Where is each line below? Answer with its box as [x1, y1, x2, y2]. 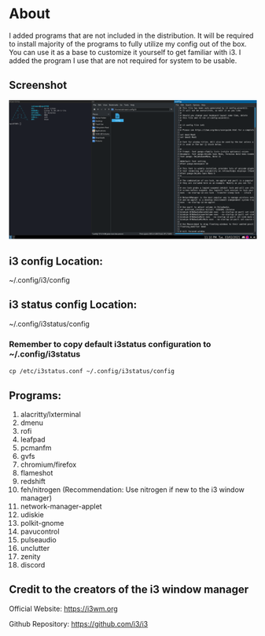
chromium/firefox [20, 460, 77, 469]
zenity [20, 552, 41, 561]
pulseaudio [20, 535, 57, 544]
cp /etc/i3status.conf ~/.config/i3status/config [9, 368, 175, 375]
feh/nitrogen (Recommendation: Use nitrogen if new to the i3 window [20, 485, 245, 494]
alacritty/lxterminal [20, 410, 81, 419]
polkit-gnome [20, 519, 64, 527]
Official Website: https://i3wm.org [9, 604, 119, 613]
